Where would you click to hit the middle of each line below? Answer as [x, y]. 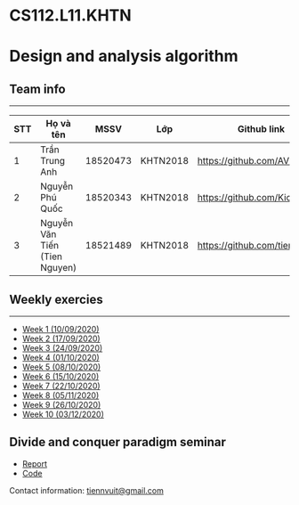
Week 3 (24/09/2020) [62, 348]
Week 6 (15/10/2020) [61, 376]
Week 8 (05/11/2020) [61, 395]
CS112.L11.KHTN [70, 16]
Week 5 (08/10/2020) [61, 367]
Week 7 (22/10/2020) [61, 386]
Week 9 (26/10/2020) [61, 405]
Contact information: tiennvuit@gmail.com [87, 490]
